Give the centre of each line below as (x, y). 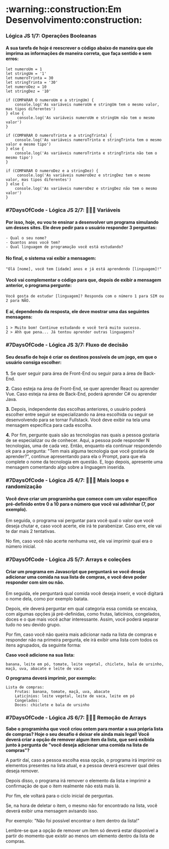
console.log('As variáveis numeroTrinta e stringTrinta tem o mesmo (88, 140)
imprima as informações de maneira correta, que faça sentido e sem (79, 53)
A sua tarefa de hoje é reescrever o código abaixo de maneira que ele (79, 48)
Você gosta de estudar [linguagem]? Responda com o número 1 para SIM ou (85, 296)
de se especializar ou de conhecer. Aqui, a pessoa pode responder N (78, 440)
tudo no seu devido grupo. (33, 625)
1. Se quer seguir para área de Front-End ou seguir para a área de (74, 373)
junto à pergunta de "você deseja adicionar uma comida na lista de (77, 745)
